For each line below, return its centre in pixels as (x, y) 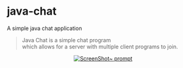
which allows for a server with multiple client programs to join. (100, 47)
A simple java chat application (45, 28)
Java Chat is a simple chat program (66, 40)
